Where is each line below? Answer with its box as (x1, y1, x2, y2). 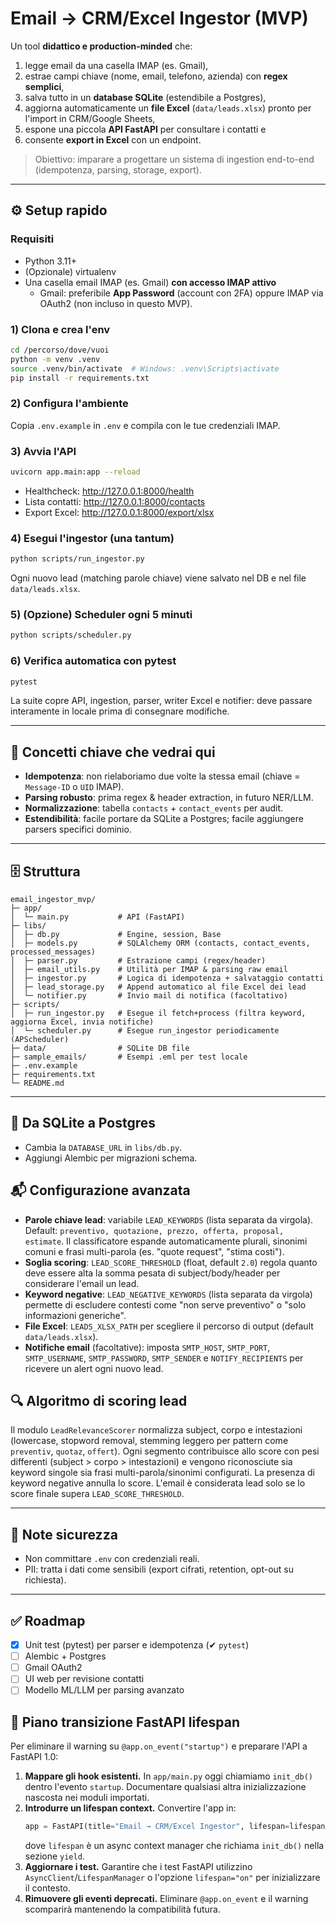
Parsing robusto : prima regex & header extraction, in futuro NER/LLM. (24, 792, 314, 804)
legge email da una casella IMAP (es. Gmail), (24, 59, 209, 71)
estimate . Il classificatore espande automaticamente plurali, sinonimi (24, 1235, 308, 1247)
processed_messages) (10, 947, 97, 957)
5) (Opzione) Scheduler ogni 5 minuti (10, 607, 193, 621)
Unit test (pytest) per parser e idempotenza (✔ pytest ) (24, 1639, 250, 1651)
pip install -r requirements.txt (10, 373, 150, 383)
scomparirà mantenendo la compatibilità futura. (24, 1903, 221, 1916)
